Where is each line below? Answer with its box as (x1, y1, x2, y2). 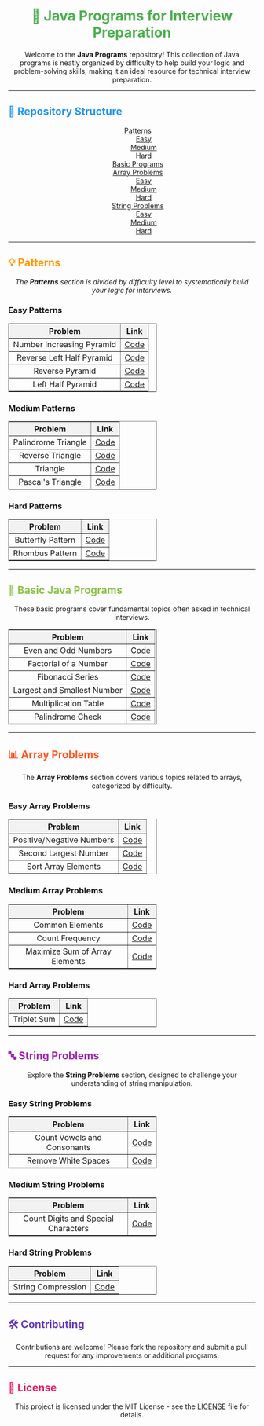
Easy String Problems (8, 1098, 93, 1109)
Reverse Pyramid (33, 365, 97, 376)
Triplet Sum (13, 1014, 56, 1025)
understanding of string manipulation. (71, 1078, 193, 1087)
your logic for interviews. (91, 285, 173, 295)
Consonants (46, 1142, 91, 1153)
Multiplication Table (31, 698, 104, 709)
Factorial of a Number (27, 658, 108, 669)
